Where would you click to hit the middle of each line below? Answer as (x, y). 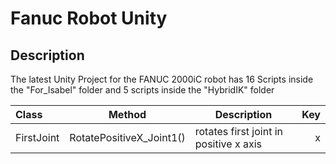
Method (127, 114)
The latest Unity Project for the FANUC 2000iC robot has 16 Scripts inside (162, 79)
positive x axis (228, 144)
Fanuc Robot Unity (89, 18)
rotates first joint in (239, 131)
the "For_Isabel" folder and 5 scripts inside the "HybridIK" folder (142, 90)
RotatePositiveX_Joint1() (127, 137)
